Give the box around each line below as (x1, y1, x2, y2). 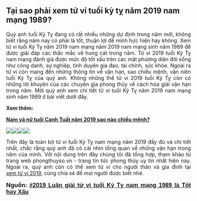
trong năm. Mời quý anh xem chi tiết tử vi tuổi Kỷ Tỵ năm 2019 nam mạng (6, 86, 191, 94)
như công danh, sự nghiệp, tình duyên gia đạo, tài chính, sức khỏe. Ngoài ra (6, 62, 191, 69)
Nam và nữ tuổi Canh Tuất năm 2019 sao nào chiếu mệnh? (6, 116, 150, 123)
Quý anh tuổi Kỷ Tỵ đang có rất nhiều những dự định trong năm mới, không (6, 31, 191, 38)
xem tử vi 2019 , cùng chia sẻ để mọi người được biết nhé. (6, 169, 144, 176)
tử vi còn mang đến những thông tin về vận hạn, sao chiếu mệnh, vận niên (6, 68, 191, 75)
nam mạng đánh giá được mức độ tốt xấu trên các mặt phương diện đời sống (6, 55, 191, 62)
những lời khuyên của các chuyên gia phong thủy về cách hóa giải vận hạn (6, 81, 191, 88)
